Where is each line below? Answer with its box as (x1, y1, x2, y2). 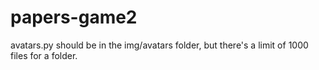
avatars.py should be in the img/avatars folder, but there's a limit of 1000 (10, 39, 309, 51)
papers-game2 (10, 6, 138, 29)
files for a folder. (10, 49, 78, 61)
